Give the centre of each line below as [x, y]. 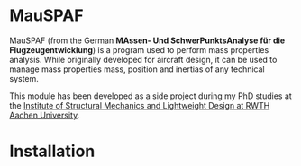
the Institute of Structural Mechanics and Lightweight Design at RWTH [140, 105]
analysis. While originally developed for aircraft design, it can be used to [143, 59]
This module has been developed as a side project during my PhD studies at [151, 96]
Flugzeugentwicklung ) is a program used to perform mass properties [139, 49]
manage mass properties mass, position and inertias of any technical [137, 69]
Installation [52, 151]
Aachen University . [45, 115]
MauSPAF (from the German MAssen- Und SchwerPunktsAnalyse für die [147, 40]
